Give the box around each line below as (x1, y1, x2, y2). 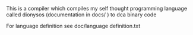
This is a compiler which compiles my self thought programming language (6, 5, 188, 12)
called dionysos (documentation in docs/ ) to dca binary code (6, 11, 157, 18)
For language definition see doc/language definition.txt (6, 23, 141, 29)
